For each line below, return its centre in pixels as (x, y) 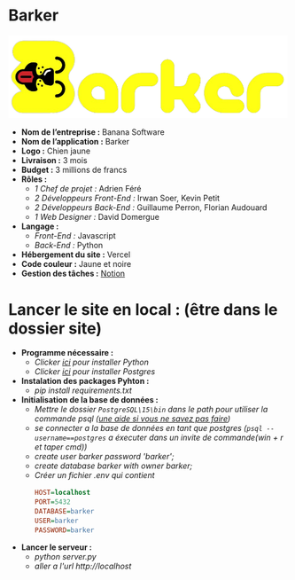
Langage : (40, 226)
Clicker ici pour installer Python (92, 362)
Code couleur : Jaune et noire (76, 264)
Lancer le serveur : (56, 547)
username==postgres (70, 439)
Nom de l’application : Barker (75, 142)
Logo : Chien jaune (55, 151)
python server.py (65, 556)
